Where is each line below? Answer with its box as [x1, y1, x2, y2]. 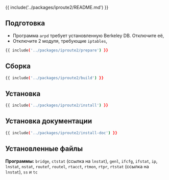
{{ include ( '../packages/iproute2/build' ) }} [5, 75, 104, 80]
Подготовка [5, 19, 45, 27]
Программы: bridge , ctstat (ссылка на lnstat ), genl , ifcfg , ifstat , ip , [5, 158, 158, 164]
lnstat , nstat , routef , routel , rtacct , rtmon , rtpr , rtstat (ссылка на [5, 163, 149, 169]
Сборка [5, 62, 31, 71]
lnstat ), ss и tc [5, 169, 38, 175]
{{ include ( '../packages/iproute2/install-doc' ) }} [5, 130, 117, 135]
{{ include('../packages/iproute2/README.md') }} [5, 5, 109, 10]
